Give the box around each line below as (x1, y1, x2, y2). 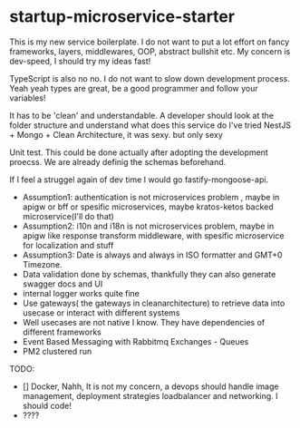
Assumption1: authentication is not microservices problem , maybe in (22, 191, 280, 202)
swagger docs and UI (22, 278, 103, 289)
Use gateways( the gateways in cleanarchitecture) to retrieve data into (22, 297, 285, 308)
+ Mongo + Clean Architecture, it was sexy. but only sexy (9, 129, 224, 140)
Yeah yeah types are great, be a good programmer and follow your (9, 83, 258, 93)
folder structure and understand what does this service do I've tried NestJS (9, 120, 292, 131)
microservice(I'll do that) (22, 210, 115, 221)
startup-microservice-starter (9, 6, 236, 27)
